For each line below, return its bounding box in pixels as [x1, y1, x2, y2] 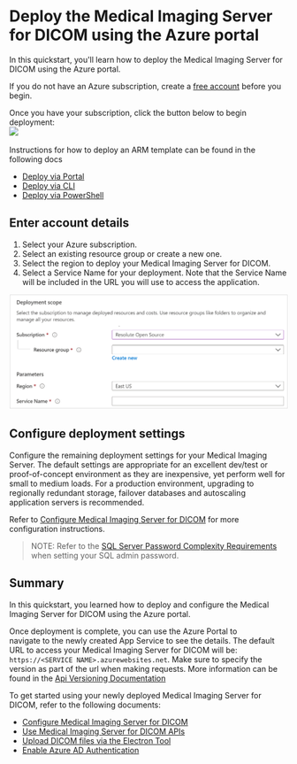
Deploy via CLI [21, 180, 75, 191]
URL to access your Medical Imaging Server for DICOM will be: [9, 644, 238, 655]
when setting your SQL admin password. [30, 550, 179, 560]
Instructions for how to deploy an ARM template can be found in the [9, 144, 256, 155]
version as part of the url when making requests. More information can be [9, 663, 278, 674]
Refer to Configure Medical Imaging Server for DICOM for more [9, 513, 240, 524]
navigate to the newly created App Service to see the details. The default [9, 635, 276, 645]
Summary [9, 575, 65, 590]
